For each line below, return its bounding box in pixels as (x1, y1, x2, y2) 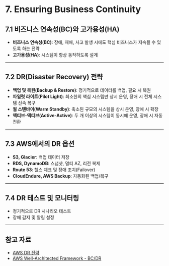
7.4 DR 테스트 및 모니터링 (5, 194, 79, 202)
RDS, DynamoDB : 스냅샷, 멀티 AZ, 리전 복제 (12, 160, 101, 166)
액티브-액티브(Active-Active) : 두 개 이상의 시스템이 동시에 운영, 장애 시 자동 (12, 112, 163, 118)
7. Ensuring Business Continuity (5, 4, 141, 15)
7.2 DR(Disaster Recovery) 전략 (5, 73, 103, 81)
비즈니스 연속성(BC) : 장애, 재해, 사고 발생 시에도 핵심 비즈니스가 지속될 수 (12, 39, 156, 45)
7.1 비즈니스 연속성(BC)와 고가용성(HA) (5, 25, 120, 33)
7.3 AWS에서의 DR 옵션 (5, 140, 74, 148)
